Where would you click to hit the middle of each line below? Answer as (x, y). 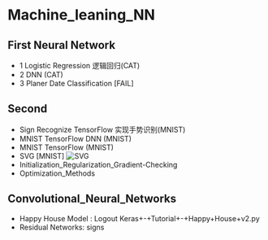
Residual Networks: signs (62, 227)
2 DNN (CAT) (41, 74)
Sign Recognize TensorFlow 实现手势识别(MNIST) (102, 129)
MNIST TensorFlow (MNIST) (67, 147)
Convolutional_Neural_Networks (92, 199)
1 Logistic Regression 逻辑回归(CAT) (80, 65)
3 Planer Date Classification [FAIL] (77, 83)
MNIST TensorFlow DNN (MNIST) (75, 138)
